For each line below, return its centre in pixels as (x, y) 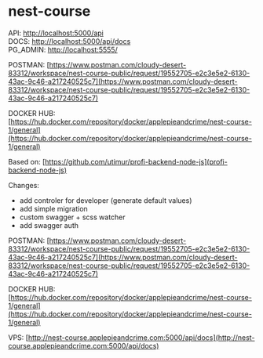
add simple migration (53, 208)
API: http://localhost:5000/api (56, 33)
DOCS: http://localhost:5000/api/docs (69, 41)
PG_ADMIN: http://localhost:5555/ (63, 49)
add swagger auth (49, 225)
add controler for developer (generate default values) (106, 200)
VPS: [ (18, 337)
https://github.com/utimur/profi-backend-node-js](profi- (136, 161)
